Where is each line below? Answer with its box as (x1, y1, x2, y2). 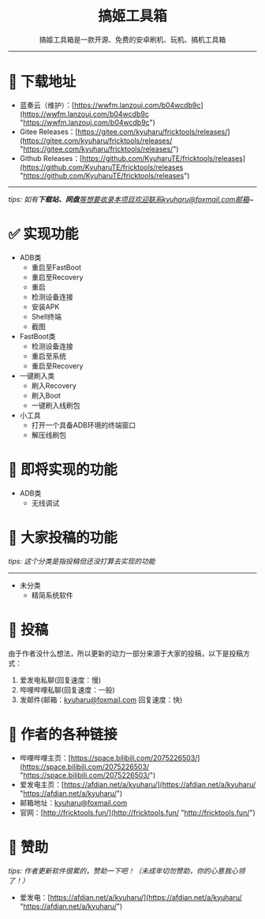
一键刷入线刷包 (31, 400, 80, 410)
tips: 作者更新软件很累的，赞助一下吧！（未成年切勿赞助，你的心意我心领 (8, 865, 245, 876)
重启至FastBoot (31, 262, 81, 272)
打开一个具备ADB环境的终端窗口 (31, 420, 136, 430)
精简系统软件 (31, 590, 73, 600)
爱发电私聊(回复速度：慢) (19, 675, 102, 685)
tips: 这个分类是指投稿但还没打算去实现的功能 (8, 556, 155, 566)
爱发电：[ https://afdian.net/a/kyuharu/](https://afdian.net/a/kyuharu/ (19, 892, 242, 902)
